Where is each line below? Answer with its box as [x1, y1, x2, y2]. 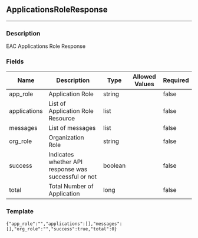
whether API [48, 158, 82, 166]
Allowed [132, 73, 156, 81]
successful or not [48, 172, 97, 181]
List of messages [48, 124, 96, 132]
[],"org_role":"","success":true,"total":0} [6, 226, 117, 232]
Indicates [48, 151, 74, 159]
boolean [103, 162, 126, 170]
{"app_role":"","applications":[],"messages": [6, 221, 123, 227]
